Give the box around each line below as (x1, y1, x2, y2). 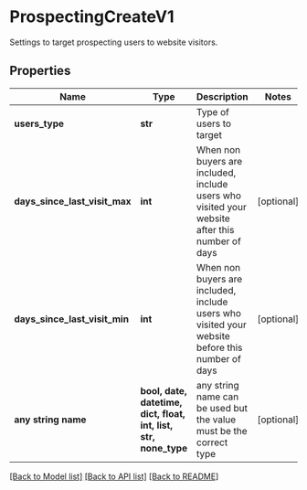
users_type (14, 117, 65, 130)
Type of (196, 105, 230, 118)
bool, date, (140, 384, 187, 397)
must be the (196, 424, 249, 437)
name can (196, 390, 239, 403)
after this (196, 223, 235, 236)
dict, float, (140, 407, 185, 420)
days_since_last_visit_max (14, 195, 132, 208)
